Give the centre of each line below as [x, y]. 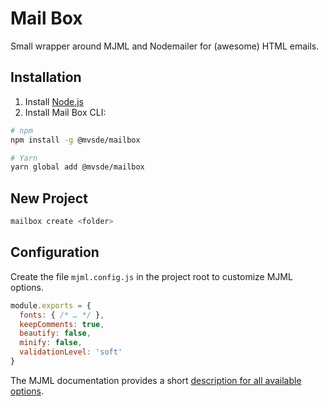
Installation [46, 77]
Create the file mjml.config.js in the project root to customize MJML [151, 276]
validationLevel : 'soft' [71, 352]
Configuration [55, 252]
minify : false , [51, 343]
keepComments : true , [62, 324]
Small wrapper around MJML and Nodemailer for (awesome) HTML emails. [165, 46]
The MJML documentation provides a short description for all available [156, 380]
